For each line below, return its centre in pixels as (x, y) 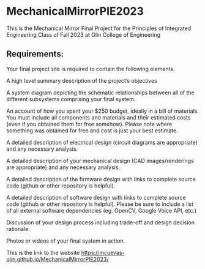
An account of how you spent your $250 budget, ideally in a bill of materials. (103, 111)
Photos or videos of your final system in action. (66, 241)
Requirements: (35, 54)
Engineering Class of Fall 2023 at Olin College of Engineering (84, 34)
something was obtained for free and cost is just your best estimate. (92, 131)
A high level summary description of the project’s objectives (82, 80)
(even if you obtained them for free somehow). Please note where (89, 124)
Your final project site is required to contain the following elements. (91, 69)
